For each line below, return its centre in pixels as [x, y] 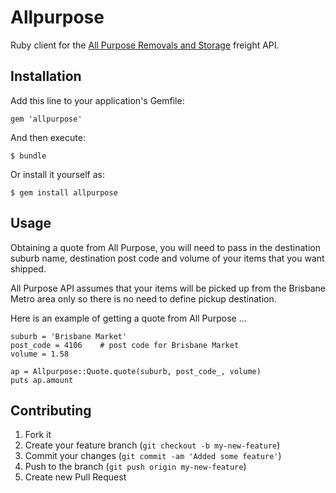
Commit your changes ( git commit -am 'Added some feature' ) [153, 456]
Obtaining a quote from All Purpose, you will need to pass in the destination [165, 247]
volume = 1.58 [40, 354]
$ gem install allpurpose [64, 192]
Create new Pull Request [75, 477]
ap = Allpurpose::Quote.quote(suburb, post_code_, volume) [136, 371]
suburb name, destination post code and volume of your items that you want [167, 258]
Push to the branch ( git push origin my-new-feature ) [135, 467]
